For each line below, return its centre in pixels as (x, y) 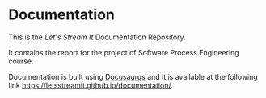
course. (21, 61)
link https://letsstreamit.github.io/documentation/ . (91, 85)
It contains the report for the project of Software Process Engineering (124, 52)
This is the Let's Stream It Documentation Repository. (97, 37)
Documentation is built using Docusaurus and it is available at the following (133, 76)
